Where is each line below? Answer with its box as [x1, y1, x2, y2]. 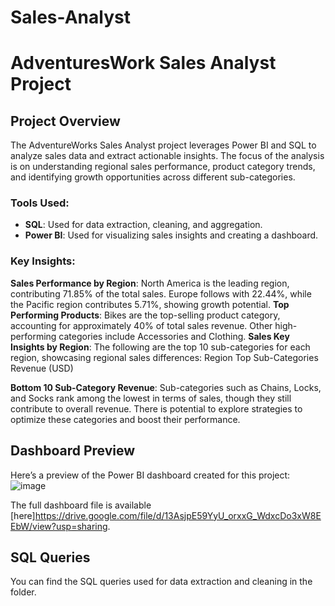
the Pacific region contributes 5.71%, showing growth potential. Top [10, 298, 290, 310]
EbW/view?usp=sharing [10, 520, 108, 532]
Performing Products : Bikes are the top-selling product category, [10, 309, 281, 321]
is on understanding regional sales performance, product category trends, [10, 161, 316, 173]
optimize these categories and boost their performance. [10, 413, 241, 425]
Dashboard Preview [10, 442, 136, 460]
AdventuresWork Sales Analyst [10, 52, 277, 75]
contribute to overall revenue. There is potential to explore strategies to [10, 402, 303, 415]
